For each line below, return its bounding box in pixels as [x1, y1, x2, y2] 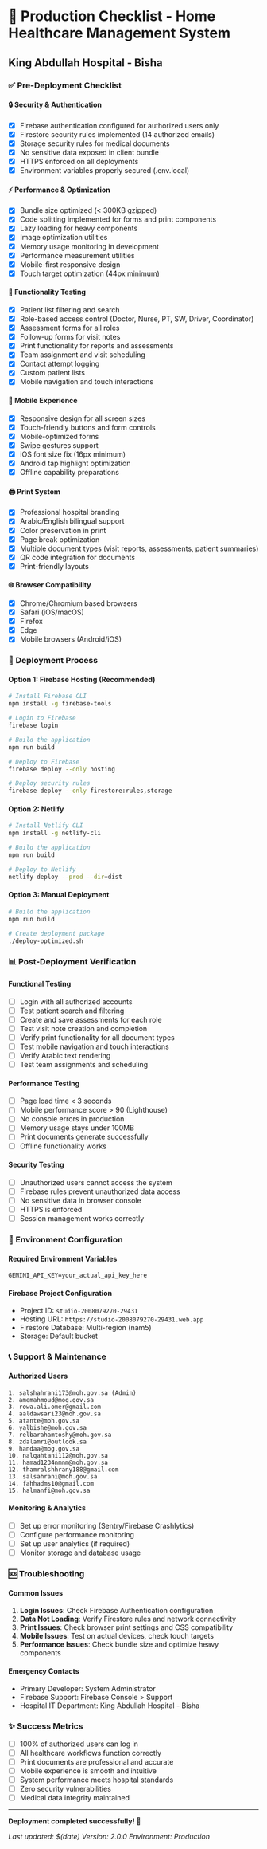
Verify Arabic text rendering [19, 1050, 111, 1060]
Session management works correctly [19, 1214, 145, 1223]
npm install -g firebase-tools [8, 700, 112, 708]
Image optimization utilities [19, 233, 108, 242]
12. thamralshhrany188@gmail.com [8, 1466, 119, 1474]
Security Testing [8, 1160, 65, 1170]
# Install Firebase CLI [8, 693, 87, 701]
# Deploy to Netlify [8, 865, 77, 873]
